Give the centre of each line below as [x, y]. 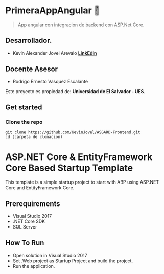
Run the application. [34, 266]
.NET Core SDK [29, 221]
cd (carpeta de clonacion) [34, 137]
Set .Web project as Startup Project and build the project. [73, 261]
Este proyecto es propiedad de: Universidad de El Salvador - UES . [75, 91]
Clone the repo [24, 122]
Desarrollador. [29, 41]
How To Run [25, 243]
